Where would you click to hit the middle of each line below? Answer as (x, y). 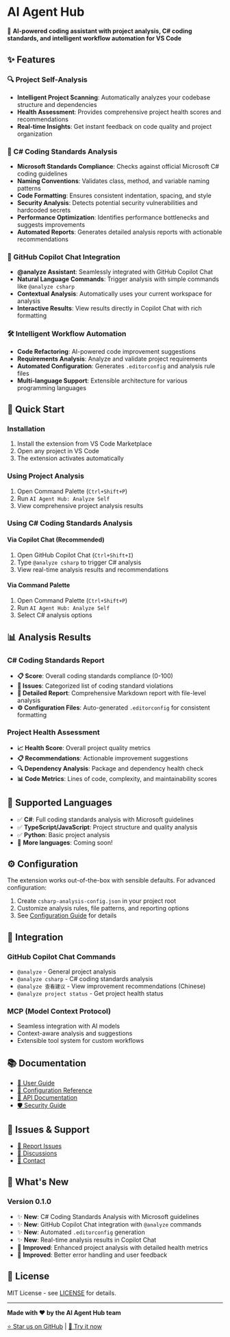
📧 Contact (31, 1161)
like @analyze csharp (46, 287)
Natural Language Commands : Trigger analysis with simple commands (118, 279)
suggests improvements (51, 224)
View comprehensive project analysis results (80, 505)
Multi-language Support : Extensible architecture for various (102, 381)
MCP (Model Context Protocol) (59, 1011)
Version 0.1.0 (29, 1202)
